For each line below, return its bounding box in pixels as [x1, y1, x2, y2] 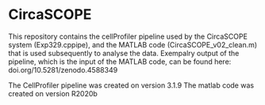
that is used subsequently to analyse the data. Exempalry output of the [8, 48, 240, 58]
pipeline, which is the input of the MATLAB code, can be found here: [8, 57, 232, 66]
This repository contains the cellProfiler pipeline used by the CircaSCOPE [8, 32, 248, 41]
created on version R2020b [8, 88, 98, 98]
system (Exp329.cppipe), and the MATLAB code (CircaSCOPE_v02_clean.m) [8, 39, 258, 49]
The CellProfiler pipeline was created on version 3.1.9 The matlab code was [8, 81, 255, 90]
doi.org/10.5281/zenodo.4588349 [8, 65, 118, 74]
